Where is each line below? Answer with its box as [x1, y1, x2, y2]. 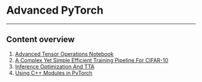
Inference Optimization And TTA [14, 63, 95, 70]
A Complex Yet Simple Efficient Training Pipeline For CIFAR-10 [14, 56, 168, 64]
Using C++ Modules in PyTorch [14, 69, 93, 76]
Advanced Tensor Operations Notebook [14, 50, 114, 57]
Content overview [6, 34, 75, 45]
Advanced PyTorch [6, 4, 104, 17]
